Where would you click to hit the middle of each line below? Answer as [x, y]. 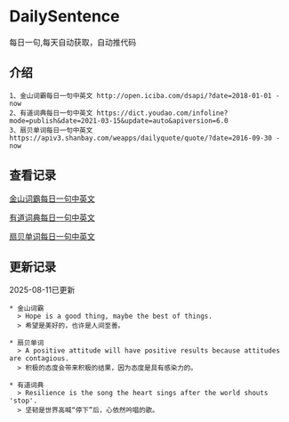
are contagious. [39, 359]
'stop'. [24, 401]
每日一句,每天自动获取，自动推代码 [73, 42]
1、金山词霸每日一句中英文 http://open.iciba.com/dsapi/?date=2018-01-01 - [144, 95]
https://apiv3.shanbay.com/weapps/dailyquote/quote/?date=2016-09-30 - [144, 138]
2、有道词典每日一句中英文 [51, 113]
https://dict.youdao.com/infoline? [162, 113]
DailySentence [64, 16]
